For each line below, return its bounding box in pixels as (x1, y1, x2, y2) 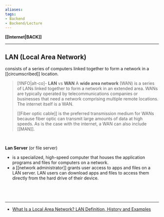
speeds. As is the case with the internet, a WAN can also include (17, 121, 147, 127)
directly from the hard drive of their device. (12, 175, 99, 181)
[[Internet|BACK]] (5, 34, 42, 40)
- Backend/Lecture (5, 20, 42, 26)
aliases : (5, 7, 23, 12)
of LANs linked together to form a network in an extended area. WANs (17, 86, 158, 92)
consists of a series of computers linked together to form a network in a (5, 66, 149, 72)
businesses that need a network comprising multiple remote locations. (17, 96, 159, 102)
